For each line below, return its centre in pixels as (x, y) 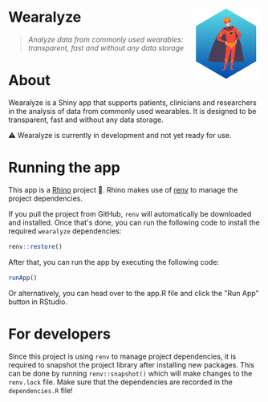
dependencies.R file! (41, 390)
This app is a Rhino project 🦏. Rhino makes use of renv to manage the (123, 189)
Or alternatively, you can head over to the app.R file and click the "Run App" (134, 293)
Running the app (64, 168)
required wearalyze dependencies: (65, 231)
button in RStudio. (38, 302)
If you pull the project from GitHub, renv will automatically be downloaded (130, 213)
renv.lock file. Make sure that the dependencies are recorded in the (120, 382)
